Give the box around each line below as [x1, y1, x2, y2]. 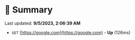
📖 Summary [4, 4, 53, 15]
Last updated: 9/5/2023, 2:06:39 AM [4, 20, 81, 26]
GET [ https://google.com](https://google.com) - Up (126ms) [11, 29, 131, 35]
